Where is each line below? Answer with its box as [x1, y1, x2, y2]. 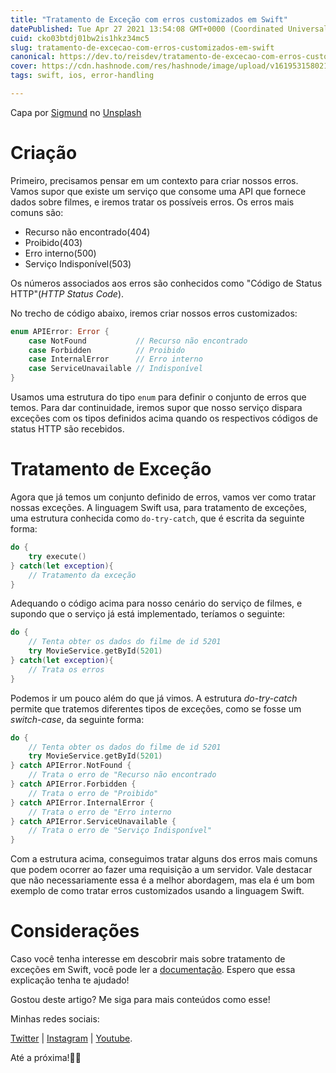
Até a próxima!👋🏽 [10, 1052, 82, 1064]
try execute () [28, 551, 87, 561]
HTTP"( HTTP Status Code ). [10, 287, 125, 300]
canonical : [10, 52, 56, 62]
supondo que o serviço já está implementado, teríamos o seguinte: [10, 608, 286, 620]
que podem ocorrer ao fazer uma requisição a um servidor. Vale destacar [10, 864, 313, 876]
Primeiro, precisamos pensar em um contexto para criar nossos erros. [10, 174, 299, 186]
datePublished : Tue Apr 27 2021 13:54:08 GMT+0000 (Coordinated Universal [10, 24, 329, 34]
